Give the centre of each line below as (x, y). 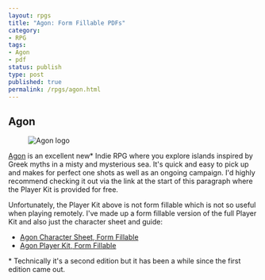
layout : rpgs (30, 15)
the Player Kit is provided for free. (63, 190)
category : (25, 30)
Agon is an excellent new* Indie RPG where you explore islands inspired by (131, 156)
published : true (35, 82)
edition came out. (37, 270)
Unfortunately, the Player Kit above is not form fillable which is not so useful (132, 205)
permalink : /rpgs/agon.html (55, 89)
